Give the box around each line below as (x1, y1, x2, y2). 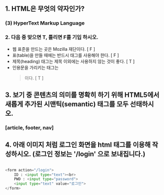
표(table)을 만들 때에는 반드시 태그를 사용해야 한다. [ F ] (12, 52, 119, 58)
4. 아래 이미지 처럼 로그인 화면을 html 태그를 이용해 (5, 141, 151, 149)
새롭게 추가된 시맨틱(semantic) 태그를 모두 (5, 100, 129, 108)
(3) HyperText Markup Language (5, 20, 85, 27)
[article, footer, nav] (5, 124, 54, 131)
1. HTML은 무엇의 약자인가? (5, 4, 85, 13)
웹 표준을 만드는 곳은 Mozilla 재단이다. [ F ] (12, 46, 95, 52)
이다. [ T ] (24, 75, 44, 81)
